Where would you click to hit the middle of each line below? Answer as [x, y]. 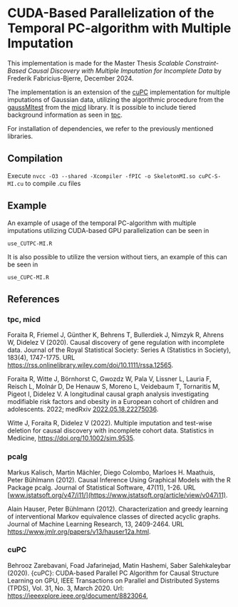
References [33, 299]
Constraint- [202, 63]
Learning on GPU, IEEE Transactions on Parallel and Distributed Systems [113, 580]
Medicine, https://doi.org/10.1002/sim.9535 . [71, 438]
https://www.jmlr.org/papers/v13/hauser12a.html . [79, 531]
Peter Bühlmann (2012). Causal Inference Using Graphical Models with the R [119, 479]
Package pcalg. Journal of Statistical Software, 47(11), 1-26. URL [102, 487]
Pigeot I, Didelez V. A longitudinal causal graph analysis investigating [108, 394]
